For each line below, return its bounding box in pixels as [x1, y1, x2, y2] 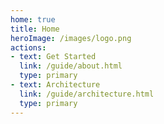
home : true [10, 14, 56, 25]
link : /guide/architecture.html [19, 89, 155, 99]
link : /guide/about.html [19, 61, 123, 71]
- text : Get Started [10, 52, 97, 62]
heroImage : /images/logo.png [10, 33, 132, 43]
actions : [10, 42, 47, 53]
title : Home [10, 24, 60, 34]
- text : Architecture [10, 80, 101, 90]
